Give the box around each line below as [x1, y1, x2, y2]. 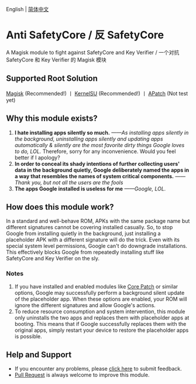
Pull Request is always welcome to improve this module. [14, 372, 150, 379]
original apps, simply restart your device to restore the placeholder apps [14, 327, 189, 334]
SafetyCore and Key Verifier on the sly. [6, 255, 99, 262]
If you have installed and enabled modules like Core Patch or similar [14, 283, 178, 290]
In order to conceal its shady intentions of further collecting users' [14, 160, 180, 167]
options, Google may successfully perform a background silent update [14, 289, 185, 296]
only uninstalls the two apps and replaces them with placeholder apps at [14, 314, 190, 321]
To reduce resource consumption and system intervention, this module [14, 308, 185, 315]
